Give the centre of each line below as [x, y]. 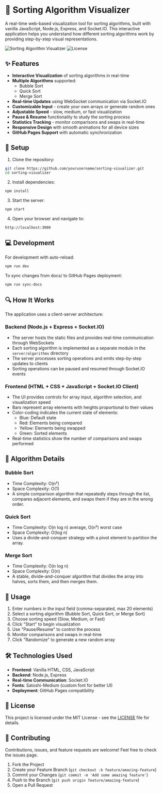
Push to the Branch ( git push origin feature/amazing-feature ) [76, 780]
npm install [17, 191]
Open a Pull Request [32, 785]
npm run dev [17, 266]
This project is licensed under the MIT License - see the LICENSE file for [77, 717]
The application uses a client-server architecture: [54, 314]
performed [23, 444]
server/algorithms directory [40, 353]
